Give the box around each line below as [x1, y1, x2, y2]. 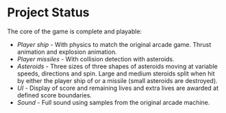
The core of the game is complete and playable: [7, 27, 142, 35]
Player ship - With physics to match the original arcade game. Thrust [16, 40, 212, 48]
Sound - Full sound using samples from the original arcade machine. [16, 98, 210, 106]
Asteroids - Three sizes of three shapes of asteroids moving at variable [16, 62, 218, 70]
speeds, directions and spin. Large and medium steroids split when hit [16, 69, 215, 78]
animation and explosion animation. [16, 48, 118, 56]
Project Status [7, 5, 90, 20]
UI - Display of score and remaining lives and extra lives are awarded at [16, 84, 219, 92]
